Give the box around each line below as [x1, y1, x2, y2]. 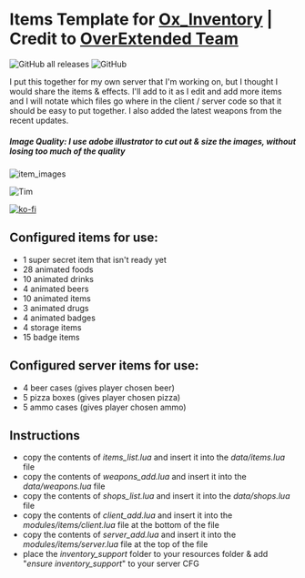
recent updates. [9, 115, 69, 126]
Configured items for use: [9, 230, 159, 246]
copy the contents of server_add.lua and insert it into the [22, 529, 237, 541]
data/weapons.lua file [22, 481, 106, 492]
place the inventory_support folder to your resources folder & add [22, 549, 269, 560]
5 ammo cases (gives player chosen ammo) [22, 401, 187, 412]
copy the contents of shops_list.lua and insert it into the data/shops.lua [22, 491, 290, 502]
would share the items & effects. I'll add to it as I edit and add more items [9, 86, 282, 96]
